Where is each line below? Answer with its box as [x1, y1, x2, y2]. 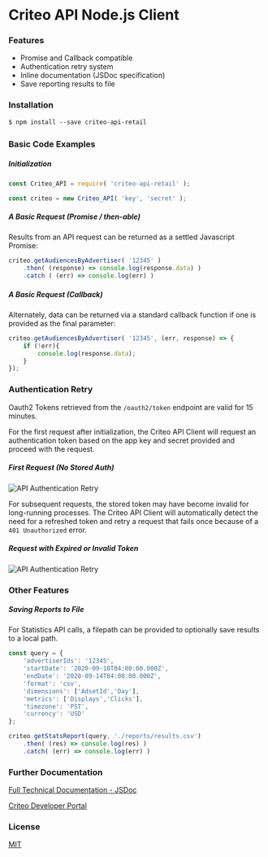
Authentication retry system [19, 62, 114, 72]
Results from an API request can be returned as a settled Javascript [8, 232, 236, 242]
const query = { [8, 649, 63, 658]
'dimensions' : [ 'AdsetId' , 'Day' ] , [23, 687, 140, 695]
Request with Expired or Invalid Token [8, 544, 139, 553]
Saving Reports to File [8, 605, 84, 614]
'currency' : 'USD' [23, 710, 85, 718]
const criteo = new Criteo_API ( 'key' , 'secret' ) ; [8, 194, 187, 203]
